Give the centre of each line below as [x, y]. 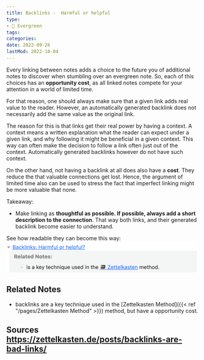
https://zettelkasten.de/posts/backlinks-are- [94, 339]
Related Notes [34, 289]
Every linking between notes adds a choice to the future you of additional [98, 70]
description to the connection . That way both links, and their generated [106, 219]
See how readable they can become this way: [64, 238]
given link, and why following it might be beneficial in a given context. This [100, 139]
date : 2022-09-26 [28, 45]
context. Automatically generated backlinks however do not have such [95, 152]
